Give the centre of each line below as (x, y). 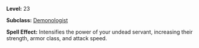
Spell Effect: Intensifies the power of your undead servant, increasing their (99, 32)
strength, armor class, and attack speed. (57, 38)
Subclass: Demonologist (37, 20)
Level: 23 (18, 9)
